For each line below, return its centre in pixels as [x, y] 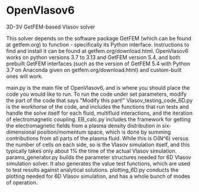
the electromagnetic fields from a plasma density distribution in [83, 125]
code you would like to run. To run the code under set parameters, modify [97, 94]
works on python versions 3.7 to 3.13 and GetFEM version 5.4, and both [94, 57]
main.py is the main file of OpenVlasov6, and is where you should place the [98, 87]
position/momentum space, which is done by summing [104, 132]
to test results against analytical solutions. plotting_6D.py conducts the [92, 169]
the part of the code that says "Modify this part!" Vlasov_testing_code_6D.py [99, 100]
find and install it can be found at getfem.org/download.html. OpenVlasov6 [97, 51]
